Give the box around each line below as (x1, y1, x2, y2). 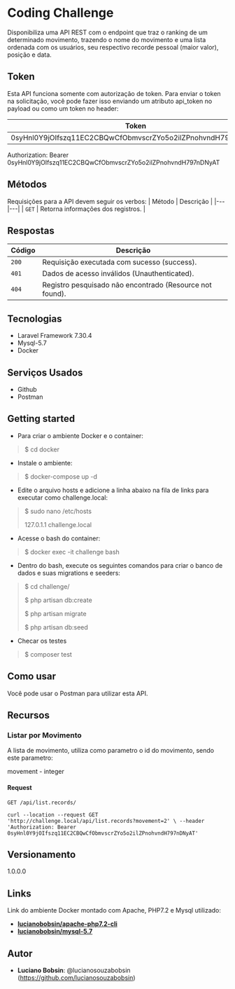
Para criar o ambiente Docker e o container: (17, 431, 143, 439)
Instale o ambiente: (17, 458, 73, 467)
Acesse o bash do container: (17, 534, 101, 543)
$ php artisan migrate (24, 609, 87, 618)
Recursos (7, 709, 50, 721)
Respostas (7, 224, 55, 236)
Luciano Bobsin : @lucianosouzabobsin (17, 966, 131, 974)
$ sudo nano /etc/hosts (24, 507, 92, 515)
